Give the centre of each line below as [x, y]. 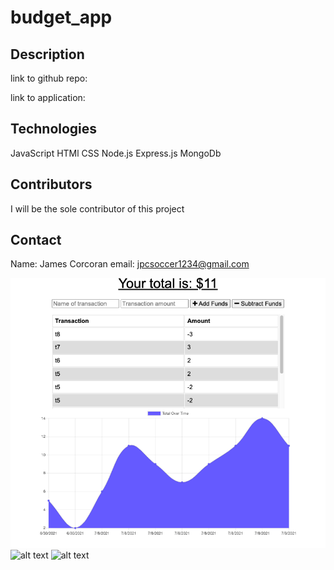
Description [47, 54]
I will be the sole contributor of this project [97, 208]
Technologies [54, 129]
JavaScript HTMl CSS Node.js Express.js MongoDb [116, 153]
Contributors [51, 184]
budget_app [61, 17]
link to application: [48, 97]
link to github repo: [49, 78]
